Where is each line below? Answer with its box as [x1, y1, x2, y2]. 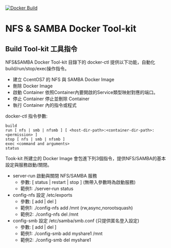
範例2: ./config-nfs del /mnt [20, 211, 79, 217]
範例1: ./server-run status [20, 185, 74, 192]
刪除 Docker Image [12, 83, 53, 89]
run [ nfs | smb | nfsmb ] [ [5, 128, 68, 133]
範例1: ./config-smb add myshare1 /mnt [20, 231, 103, 236]
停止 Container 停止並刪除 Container [12, 96, 90, 102]
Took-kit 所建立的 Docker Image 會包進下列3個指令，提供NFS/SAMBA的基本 [5, 156, 166, 161]
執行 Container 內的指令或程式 [12, 102, 77, 108]
